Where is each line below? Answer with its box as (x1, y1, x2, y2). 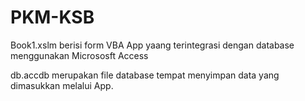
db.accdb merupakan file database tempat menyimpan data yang (10, 69, 280, 81)
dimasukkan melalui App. (10, 79, 114, 91)
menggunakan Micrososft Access (10, 49, 149, 61)
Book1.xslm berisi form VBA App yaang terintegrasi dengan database (10, 39, 295, 51)
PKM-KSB (10, 6, 95, 29)
